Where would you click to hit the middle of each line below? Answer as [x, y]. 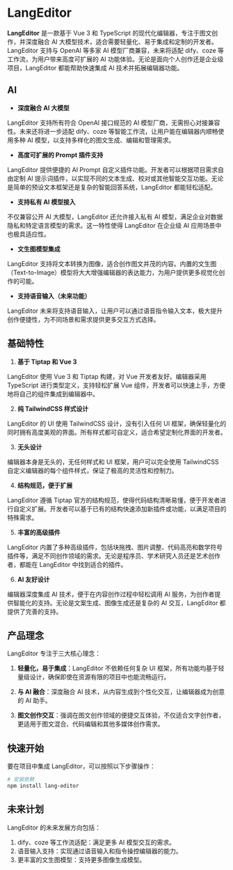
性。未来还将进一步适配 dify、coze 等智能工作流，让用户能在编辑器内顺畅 [113, 131]
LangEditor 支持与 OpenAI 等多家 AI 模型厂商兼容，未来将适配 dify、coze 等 [116, 50]
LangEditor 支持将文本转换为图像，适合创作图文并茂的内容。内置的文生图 [112, 263]
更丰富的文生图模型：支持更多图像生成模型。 [81, 860]
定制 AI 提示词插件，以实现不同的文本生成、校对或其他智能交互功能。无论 [118, 178]
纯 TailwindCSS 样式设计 [53, 408]
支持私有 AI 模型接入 [46, 202]
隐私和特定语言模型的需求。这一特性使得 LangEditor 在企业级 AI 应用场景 [111, 225]
